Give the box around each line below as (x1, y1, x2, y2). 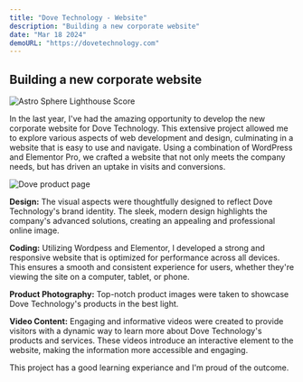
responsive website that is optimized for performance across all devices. (9, 252, 280, 263)
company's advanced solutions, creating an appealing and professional (9, 216, 276, 227)
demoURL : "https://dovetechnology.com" (9, 38, 160, 48)
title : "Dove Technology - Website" (9, 13, 147, 23)
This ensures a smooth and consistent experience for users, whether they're (9, 262, 295, 273)
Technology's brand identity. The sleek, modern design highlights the (9, 206, 269, 217)
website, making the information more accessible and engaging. (9, 345, 249, 356)
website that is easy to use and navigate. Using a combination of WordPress (9, 142, 293, 154)
